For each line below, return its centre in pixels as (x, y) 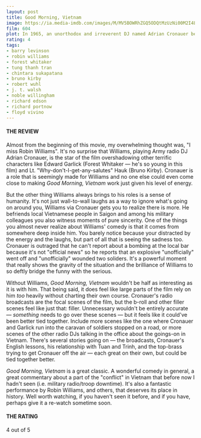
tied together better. (31, 359)
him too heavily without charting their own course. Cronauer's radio (89, 295)
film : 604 (19, 28)
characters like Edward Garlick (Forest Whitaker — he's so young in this (95, 164)
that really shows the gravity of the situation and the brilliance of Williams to (100, 265)
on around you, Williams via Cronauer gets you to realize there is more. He (98, 207)
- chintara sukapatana (34, 73)
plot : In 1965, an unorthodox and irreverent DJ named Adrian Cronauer (97, 34)
